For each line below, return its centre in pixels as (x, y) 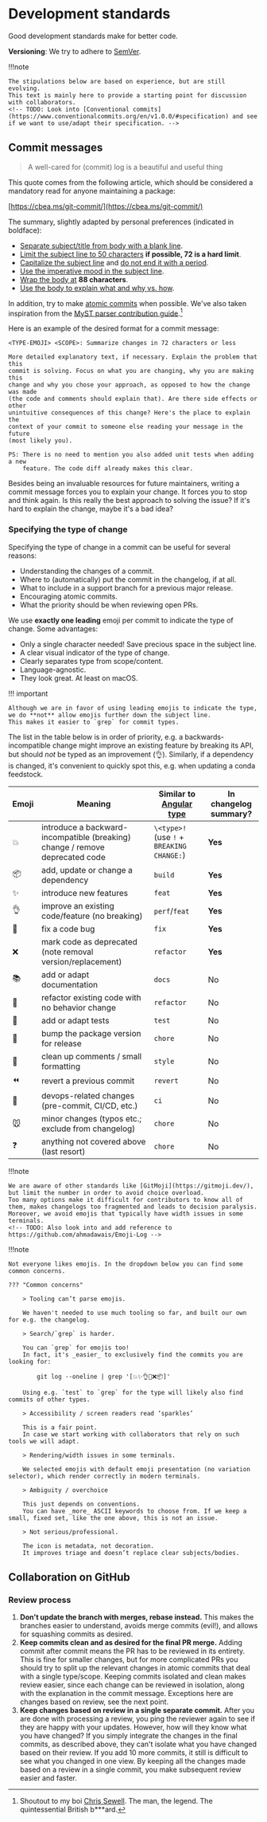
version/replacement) (81, 961)
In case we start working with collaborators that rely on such (131, 1434)
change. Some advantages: (53, 628)
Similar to (177, 794)
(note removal (67, 952)
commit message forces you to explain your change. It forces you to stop (128, 492)
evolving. (25, 88)
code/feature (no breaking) (92, 916)
